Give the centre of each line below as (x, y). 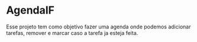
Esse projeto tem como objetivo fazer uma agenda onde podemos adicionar (98, 27)
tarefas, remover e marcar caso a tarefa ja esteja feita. (72, 33)
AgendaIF (30, 10)
